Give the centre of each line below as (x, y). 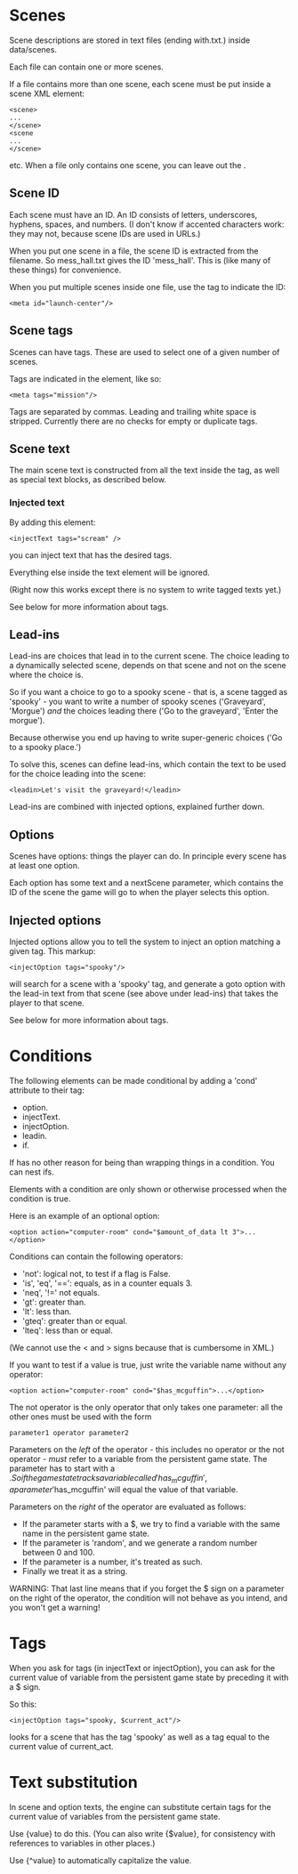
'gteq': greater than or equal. (75, 1321)
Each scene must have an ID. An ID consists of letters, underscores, (133, 214)
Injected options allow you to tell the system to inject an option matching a (145, 942)
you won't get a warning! (55, 1607)
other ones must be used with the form (81, 1417)
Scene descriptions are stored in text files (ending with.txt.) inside (130, 40)
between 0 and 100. (58, 1552)
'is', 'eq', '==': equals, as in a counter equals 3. (107, 1283)
